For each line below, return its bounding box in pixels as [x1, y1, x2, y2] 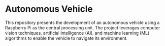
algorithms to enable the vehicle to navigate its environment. [5, 35, 128, 41]
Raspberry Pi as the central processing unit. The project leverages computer [5, 24, 160, 30]
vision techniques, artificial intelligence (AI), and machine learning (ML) [5, 30, 150, 36]
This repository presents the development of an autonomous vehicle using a [5, 20, 160, 25]
